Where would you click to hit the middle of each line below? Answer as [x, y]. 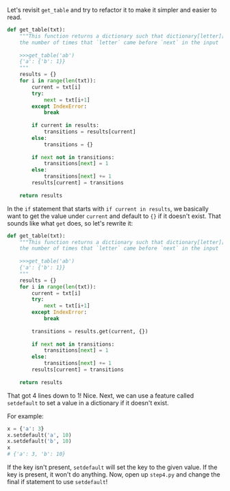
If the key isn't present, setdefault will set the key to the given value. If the [112, 467]
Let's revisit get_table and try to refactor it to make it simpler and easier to [112, 10]
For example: [26, 416]
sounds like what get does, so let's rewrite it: [70, 223]
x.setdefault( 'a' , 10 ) [39, 435]
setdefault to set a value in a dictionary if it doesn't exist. [88, 403]
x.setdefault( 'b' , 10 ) [39, 442]
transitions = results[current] [90, 132]
